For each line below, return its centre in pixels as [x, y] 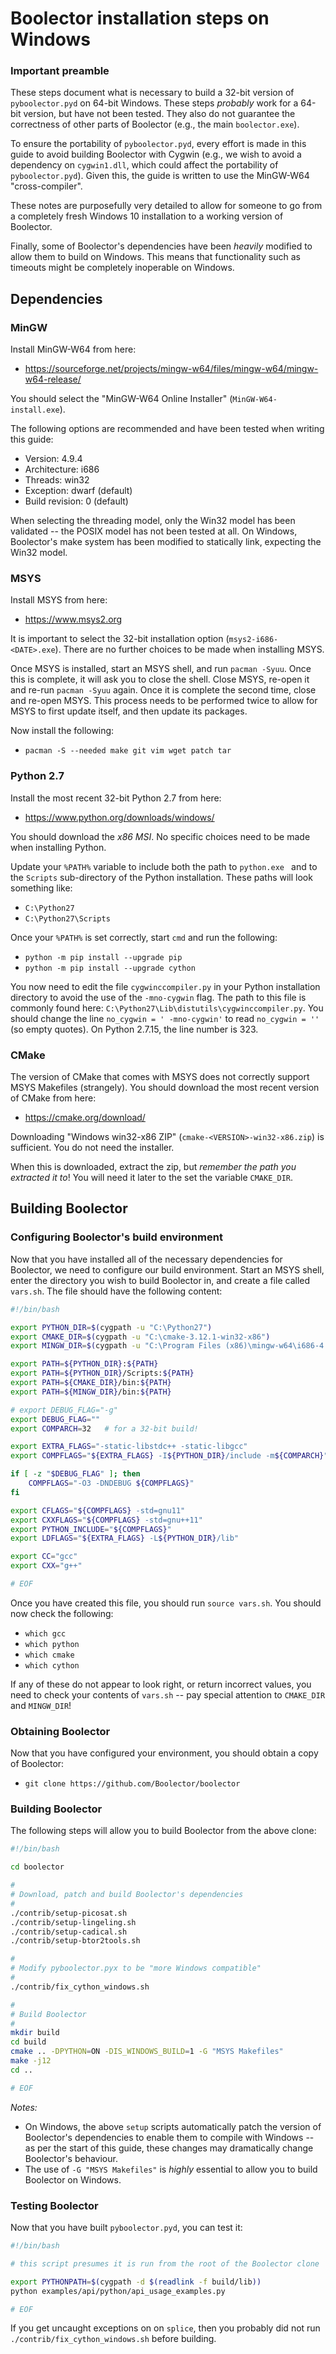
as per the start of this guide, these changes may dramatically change [169, 2148]
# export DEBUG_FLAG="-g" [64, 1410]
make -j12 [31, 2061]
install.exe [35, 410]
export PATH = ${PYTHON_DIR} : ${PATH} [84, 1364]
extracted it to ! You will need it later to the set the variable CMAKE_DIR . [151, 1178]
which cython [52, 1665]
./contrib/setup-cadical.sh [69, 1932]
